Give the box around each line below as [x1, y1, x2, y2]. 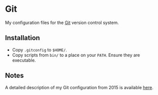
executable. [12, 57, 36, 63]
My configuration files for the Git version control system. [5, 20, 119, 25]
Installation [5, 34, 40, 42]
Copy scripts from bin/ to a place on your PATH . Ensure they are [12, 52, 140, 58]
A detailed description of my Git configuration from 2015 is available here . [5, 84, 154, 90]
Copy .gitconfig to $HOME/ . [12, 47, 67, 52]
